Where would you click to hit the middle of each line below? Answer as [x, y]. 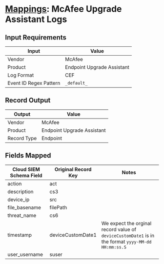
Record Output [28, 100]
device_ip [19, 200]
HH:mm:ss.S [114, 247]
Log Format [21, 75]
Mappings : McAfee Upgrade [63, 9]
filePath [58, 207]
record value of [119, 229]
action [15, 183]
